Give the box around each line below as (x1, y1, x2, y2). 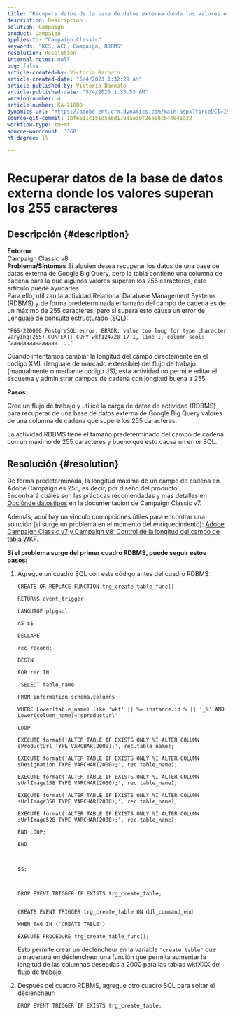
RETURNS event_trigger (17, 596, 84, 603)
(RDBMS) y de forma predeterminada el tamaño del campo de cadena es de (7, 299, 226, 307)
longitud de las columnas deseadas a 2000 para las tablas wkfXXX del (17, 961, 221, 969)
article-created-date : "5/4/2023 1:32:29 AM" (7, 75, 142, 83)
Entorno (7, 247, 31, 255)
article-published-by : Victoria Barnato (7, 82, 127, 89)
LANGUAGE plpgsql (17, 608, 69, 615)
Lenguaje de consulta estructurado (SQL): (7, 314, 129, 323)
